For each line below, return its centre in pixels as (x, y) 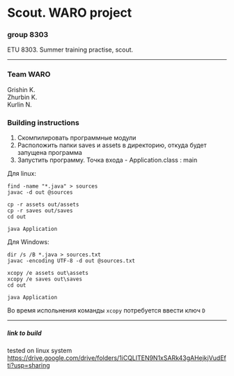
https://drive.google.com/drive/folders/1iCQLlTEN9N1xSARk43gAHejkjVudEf (117, 358)
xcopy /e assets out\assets (48, 273)
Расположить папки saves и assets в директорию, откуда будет (112, 145)
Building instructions (44, 122)
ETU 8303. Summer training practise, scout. (70, 50)
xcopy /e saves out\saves (45, 279)
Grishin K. (21, 89)
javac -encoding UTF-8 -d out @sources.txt (71, 261)
